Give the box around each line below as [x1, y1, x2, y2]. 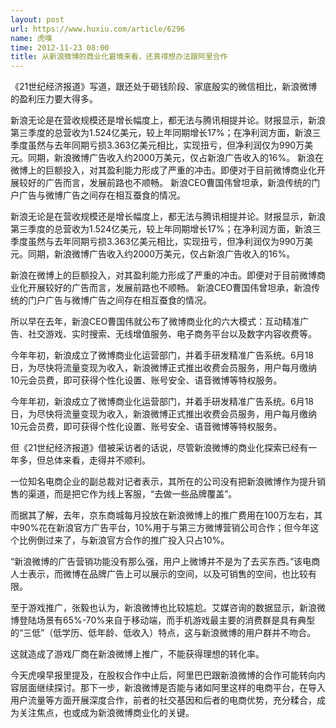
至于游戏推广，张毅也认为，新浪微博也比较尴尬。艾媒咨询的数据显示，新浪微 [10, 602, 326, 614]
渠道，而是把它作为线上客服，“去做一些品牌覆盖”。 [27, 488, 238, 500]
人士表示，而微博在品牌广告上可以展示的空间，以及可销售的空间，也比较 [10, 568, 308, 580]
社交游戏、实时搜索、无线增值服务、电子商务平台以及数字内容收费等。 [27, 328, 317, 340]
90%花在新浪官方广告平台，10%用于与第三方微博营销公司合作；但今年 [18, 522, 311, 534]
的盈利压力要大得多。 [10, 93, 98, 105]
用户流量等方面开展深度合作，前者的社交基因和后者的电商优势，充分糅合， [10, 694, 317, 706]
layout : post [10, 14, 65, 25]
